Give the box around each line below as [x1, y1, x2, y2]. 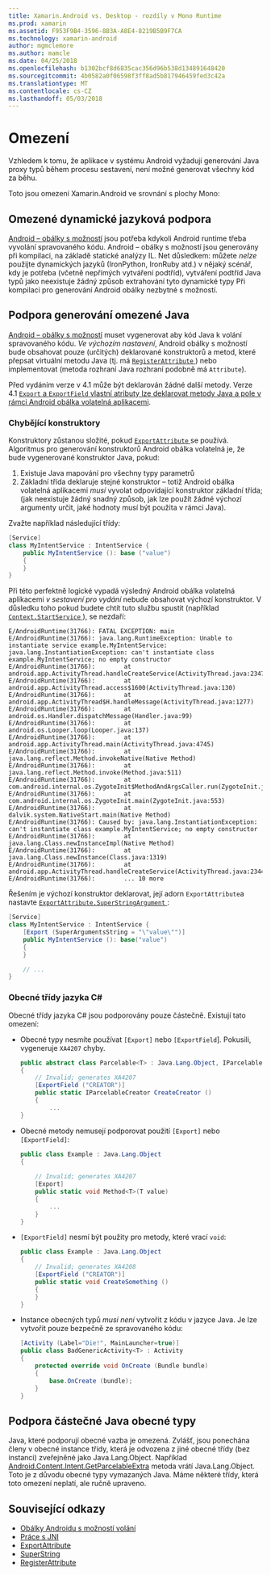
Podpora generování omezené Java [8, 309, 190, 322]
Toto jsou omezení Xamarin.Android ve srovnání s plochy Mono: [8, 189, 220, 199]
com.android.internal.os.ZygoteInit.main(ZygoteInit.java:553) [8, 797, 226, 805]
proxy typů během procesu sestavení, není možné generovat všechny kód [8, 165, 255, 174]
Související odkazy [8, 1501, 106, 1515]
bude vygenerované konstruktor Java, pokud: [8, 453, 160, 463]
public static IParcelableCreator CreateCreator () [35, 1089, 212, 1097]
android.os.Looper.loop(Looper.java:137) [8, 726, 150, 735]
